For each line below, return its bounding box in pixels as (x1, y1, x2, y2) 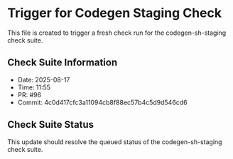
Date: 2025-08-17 (17, 75, 70, 84)
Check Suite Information (7, 57, 118, 69)
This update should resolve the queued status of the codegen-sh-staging (7, 137, 222, 146)
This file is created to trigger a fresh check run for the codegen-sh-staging (7, 28, 227, 37)
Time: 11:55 (17, 83, 51, 92)
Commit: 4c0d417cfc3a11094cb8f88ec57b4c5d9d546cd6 (17, 98, 188, 106)
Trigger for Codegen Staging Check (7, 5, 222, 21)
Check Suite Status (7, 119, 94, 131)
